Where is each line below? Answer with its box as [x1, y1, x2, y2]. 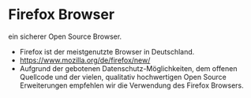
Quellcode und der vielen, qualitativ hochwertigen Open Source [19, 72, 227, 81]
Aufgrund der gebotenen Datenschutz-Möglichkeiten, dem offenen [19, 63, 238, 73]
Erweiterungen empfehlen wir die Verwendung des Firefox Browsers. [19, 81, 244, 90]
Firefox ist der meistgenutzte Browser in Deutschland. [19, 47, 195, 56]
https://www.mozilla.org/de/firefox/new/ [19, 55, 151, 65]
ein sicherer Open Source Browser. [8, 32, 122, 41]
